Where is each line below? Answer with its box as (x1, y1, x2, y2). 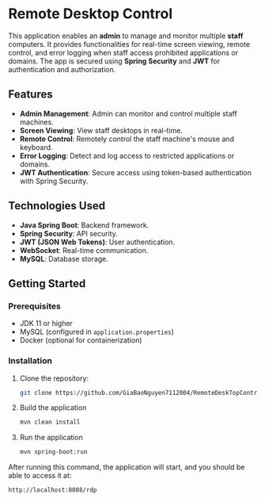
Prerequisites (8, 301, 61, 312)
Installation (8, 355, 53, 366)
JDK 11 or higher (19, 319, 74, 328)
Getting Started (8, 277, 86, 290)
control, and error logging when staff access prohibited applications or (8, 48, 239, 57)
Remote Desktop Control (8, 5, 173, 23)
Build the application (19, 403, 87, 412)
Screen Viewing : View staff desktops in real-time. (19, 125, 184, 135)
